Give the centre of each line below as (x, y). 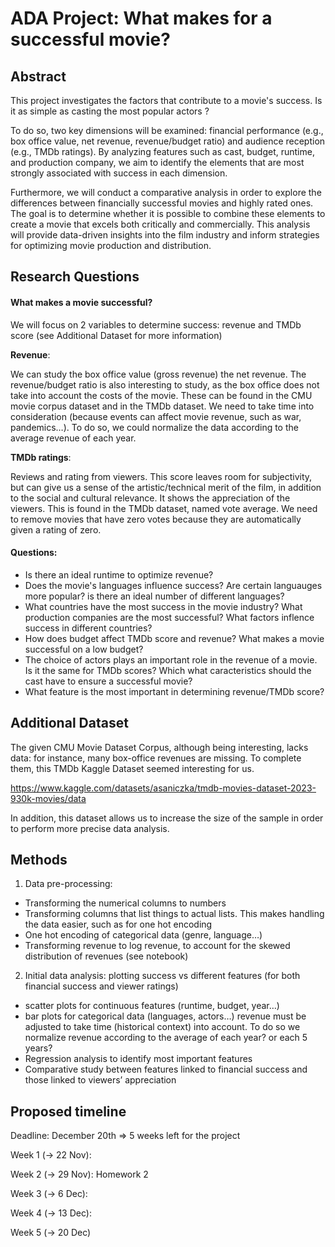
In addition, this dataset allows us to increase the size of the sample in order (167, 818)
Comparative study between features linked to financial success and (166, 1069)
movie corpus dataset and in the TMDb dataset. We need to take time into (162, 406)
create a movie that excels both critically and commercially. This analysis (160, 224)
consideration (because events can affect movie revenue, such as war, (156, 416)
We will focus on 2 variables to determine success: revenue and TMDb (156, 324)
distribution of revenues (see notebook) (106, 956)
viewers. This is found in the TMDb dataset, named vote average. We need (164, 508)
